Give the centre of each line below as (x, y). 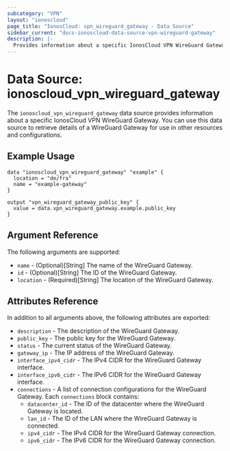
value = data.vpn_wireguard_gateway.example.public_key (94, 208)
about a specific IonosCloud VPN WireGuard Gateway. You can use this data (115, 120)
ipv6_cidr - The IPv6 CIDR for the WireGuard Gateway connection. (122, 441)
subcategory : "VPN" (35, 13)
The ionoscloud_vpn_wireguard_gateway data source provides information (110, 113)
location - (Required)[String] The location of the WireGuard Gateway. (115, 279)
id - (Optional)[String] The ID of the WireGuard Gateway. (97, 273)
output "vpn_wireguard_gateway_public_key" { (73, 202)
